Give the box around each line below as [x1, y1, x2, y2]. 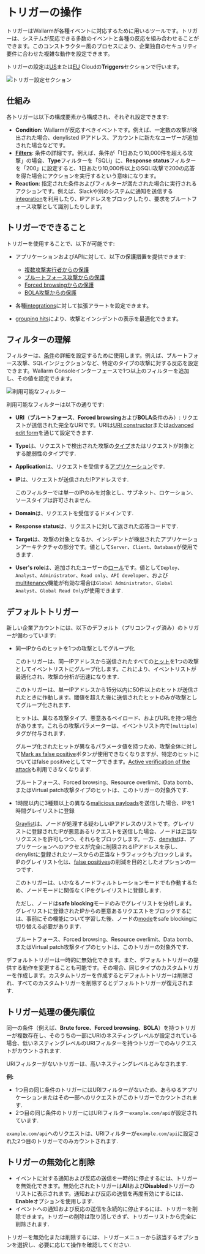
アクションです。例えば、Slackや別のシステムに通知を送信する [15, 187, 173, 195]
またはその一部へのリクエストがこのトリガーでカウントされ [42, 1094, 192, 1101]
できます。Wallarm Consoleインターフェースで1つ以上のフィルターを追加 [6, 367, 190, 374]
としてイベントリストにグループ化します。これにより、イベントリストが [15, 665, 197, 673]
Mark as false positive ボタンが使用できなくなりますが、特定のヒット [20, 750, 194, 758]
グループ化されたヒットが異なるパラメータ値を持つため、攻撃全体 [15, 742, 182, 750]
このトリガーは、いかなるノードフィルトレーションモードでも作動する [15, 879, 193, 886]
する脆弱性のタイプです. [15, 450, 76, 457]
